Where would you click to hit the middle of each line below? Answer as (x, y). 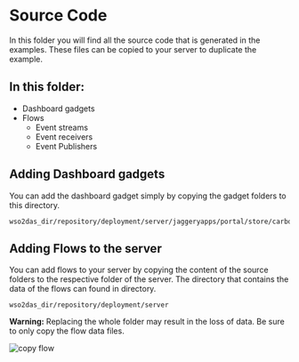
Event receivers (64, 137)
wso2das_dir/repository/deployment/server (89, 305)
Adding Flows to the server (85, 249)
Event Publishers (66, 146)
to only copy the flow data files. (67, 331)
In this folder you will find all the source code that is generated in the (135, 40)
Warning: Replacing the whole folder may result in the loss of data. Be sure (147, 322)
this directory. (35, 205)
